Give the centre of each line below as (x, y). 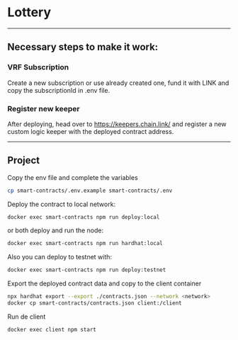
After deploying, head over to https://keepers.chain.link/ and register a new (117, 124)
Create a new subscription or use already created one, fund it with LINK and (118, 83)
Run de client (27, 317)
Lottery (29, 12)
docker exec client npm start (52, 329)
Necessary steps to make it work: (83, 47)
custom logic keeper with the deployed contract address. (91, 131)
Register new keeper (44, 108)
